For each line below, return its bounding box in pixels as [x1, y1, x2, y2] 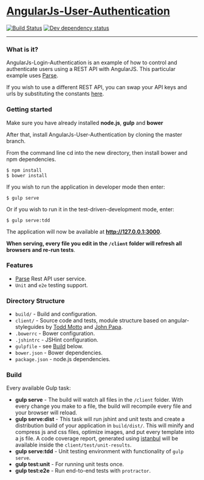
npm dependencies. [6, 155, 56, 163]
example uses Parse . [6, 72, 59, 79]
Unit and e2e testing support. [15, 281, 88, 289]
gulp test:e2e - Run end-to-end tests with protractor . [15, 467, 151, 475]
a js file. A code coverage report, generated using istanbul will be [15, 435, 178, 442]
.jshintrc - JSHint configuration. [15, 336, 99, 343]
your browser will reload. [15, 409, 78, 416]
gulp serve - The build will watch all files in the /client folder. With [15, 396, 183, 404]
